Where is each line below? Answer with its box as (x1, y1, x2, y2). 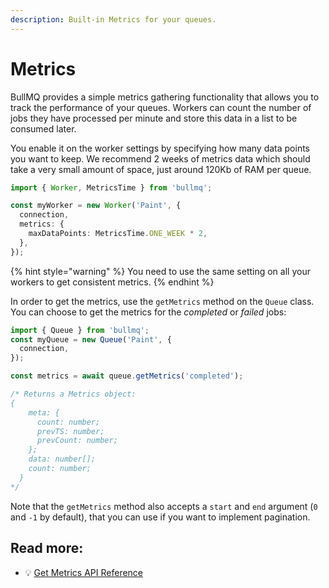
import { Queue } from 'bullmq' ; (10, 325, 150, 335)
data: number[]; (28, 454, 97, 465)
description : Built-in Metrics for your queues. (10, 14, 217, 25)
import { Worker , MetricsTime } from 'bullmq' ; (10, 182, 213, 193)
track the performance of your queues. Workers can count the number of (10, 101, 312, 113)
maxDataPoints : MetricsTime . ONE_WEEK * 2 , (28, 229, 208, 239)
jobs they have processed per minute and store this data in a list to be (10, 112, 298, 124)
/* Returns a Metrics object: (10, 389, 137, 400)
